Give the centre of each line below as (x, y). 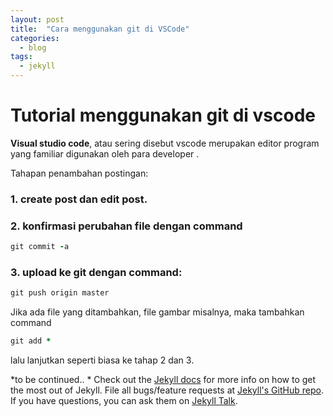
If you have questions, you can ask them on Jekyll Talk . (124, 401)
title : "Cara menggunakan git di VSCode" (100, 29)
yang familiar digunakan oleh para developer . (105, 153)
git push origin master (60, 293)
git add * (31, 341)
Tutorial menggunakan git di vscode (163, 115)
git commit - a (40, 247)
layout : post (37, 19)
